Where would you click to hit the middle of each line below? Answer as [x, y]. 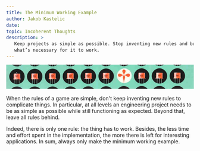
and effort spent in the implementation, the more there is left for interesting [98, 135]
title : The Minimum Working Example [51, 12]
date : [13, 25]
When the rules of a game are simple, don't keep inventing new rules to [94, 99]
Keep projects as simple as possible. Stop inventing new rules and [101, 44]
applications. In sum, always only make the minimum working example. [93, 141]
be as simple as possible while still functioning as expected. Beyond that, [96, 111]
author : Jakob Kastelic [36, 19]
